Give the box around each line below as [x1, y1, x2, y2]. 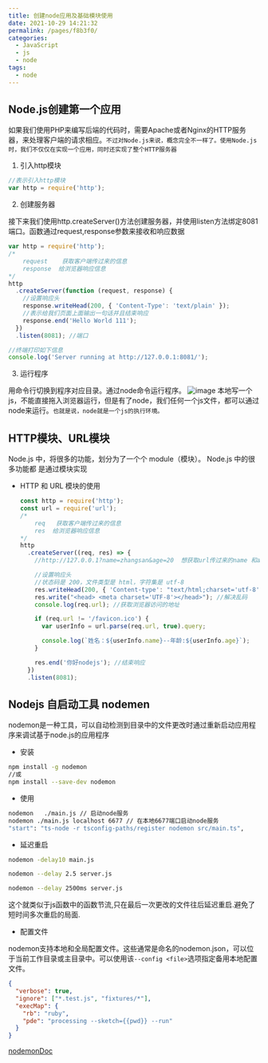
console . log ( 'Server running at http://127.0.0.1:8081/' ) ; [8, 353, 209, 362]
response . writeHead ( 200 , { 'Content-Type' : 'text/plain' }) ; [22, 302, 230, 310]
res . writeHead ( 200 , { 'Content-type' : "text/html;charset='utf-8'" [34, 585, 263, 593]
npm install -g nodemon [8, 764, 88, 771]
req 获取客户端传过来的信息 [34, 519, 122, 527]
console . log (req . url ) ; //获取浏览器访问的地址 [34, 601, 180, 609]
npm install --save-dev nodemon [8, 778, 116, 787]
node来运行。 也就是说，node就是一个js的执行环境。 [8, 406, 164, 415]
